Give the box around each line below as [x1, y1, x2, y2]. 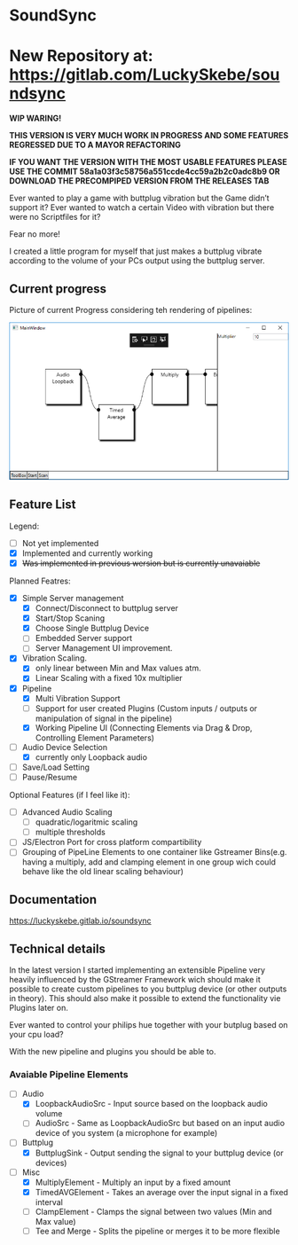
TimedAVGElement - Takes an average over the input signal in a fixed [35, 1186, 288, 1197]
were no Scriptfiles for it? [9, 212, 101, 223]
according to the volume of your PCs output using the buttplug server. [9, 255, 265, 266]
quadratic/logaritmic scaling [35, 817, 138, 827]
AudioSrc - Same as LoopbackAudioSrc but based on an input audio [35, 1118, 286, 1129]
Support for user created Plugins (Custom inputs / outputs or [35, 702, 258, 714]
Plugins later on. [9, 1002, 68, 1013]
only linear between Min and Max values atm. [35, 662, 201, 674]
